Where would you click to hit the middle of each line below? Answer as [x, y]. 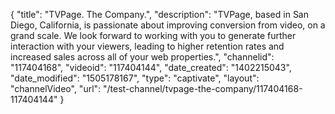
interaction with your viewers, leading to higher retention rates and [147, 46]
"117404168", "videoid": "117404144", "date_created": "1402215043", [151, 67]
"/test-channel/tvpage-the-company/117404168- [203, 88]
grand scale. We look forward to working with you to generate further [153, 35]
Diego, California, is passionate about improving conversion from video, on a [168, 25]
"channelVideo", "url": [56, 88]
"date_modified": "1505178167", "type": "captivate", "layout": [135, 78]
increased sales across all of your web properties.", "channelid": [142, 57]
